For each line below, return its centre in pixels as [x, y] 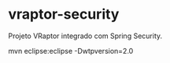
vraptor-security [64, 14]
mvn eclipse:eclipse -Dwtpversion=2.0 [71, 51]
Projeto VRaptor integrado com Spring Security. [85, 36]
